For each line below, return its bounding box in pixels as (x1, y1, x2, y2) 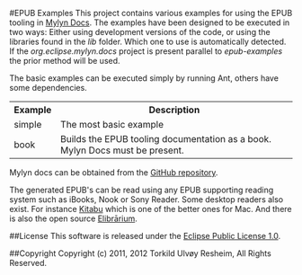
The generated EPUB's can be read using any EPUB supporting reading (9, 184, 274, 195)
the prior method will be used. (9, 56, 120, 66)
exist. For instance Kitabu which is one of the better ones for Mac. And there (9, 204, 292, 214)
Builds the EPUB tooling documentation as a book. (59, 133, 272, 145)
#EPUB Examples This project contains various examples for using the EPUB (9, 8, 293, 18)
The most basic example (59, 119, 164, 130)
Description (148, 103, 200, 116)
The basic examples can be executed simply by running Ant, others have (9, 73, 279, 84)
